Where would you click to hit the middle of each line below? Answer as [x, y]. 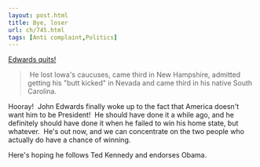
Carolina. [42, 92]
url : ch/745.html [37, 30]
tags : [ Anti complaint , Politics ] [63, 37]
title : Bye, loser [38, 23]
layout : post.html [38, 15]
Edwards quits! [32, 60]
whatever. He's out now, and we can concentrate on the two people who [126, 132]
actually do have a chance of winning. [70, 140]
